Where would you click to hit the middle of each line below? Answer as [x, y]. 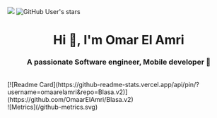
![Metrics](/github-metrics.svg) [52, 107]
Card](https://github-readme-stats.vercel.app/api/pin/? [119, 85]
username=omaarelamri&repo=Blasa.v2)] [68, 92]
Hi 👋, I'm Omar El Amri [119, 40]
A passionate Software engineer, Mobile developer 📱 [119, 62]
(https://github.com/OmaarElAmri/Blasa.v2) [71, 100]
